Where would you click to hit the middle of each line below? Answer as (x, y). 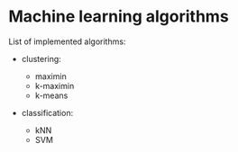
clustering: (41, 58)
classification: (47, 112)
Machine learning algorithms (119, 17)
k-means (51, 95)
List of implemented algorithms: (67, 41)
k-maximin (55, 85)
